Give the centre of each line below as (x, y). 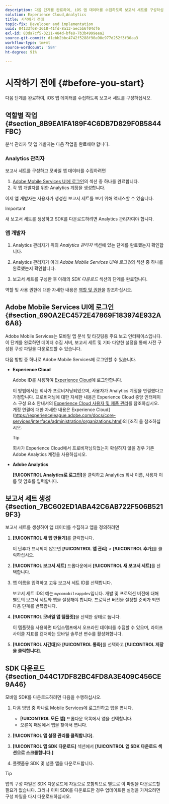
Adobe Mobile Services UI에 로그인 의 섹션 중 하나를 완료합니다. (76, 181)
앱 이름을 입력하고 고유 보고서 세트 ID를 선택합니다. (62, 583)
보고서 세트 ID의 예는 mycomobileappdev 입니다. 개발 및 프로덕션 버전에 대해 (86, 594)
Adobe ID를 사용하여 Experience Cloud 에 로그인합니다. (67, 380)
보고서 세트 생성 (28, 499)
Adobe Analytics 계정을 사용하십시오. (50, 454)
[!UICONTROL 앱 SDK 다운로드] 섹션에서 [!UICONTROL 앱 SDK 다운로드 (85, 746)
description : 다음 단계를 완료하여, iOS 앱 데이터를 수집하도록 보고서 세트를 (76, 10)
